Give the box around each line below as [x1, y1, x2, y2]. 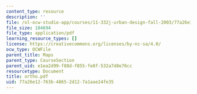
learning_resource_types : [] [6, 36, 77, 41]
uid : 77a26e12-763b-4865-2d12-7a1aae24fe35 [6, 79, 114, 85]
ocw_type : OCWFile [6, 47, 51, 53]
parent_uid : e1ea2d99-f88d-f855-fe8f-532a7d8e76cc [6, 62, 133, 69]
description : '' [6, 14, 46, 20]
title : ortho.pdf [6, 74, 49, 79]
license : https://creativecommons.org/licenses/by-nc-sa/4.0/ [6, 41, 161, 47]
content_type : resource [6, 8, 64, 15]
